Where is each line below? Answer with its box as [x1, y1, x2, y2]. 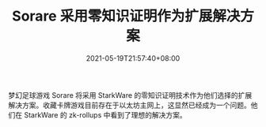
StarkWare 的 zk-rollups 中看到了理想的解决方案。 [23, 110, 188, 119]
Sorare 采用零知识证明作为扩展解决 [11, 7, 241, 25]
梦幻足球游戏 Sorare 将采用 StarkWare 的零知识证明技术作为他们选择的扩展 [8, 90, 253, 99]
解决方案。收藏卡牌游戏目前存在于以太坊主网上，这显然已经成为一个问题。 [8, 100, 251, 110]
